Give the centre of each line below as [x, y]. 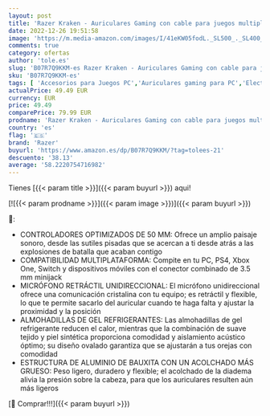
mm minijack [41, 277]
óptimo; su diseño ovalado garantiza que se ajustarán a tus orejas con [136, 345]
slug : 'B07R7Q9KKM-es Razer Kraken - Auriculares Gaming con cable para [133, 68]
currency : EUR [32, 98]
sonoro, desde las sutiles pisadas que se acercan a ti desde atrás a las [137, 243]
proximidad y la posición [60, 312]
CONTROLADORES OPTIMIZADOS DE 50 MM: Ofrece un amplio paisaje [138, 235]
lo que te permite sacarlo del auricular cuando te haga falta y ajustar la [137, 303]
